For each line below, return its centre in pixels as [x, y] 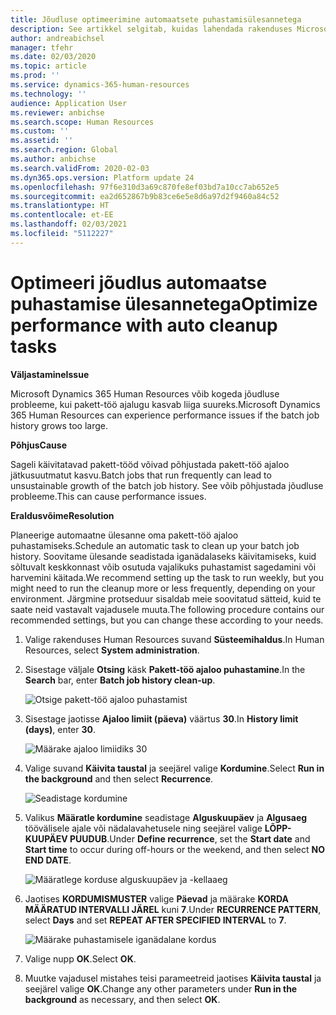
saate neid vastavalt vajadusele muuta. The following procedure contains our [167, 609]
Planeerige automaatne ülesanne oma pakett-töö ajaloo [124, 535]
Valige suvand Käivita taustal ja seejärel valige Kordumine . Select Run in [174, 768]
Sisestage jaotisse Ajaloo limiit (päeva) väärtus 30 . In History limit [161, 718]
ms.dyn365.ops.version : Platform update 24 [102, 177]
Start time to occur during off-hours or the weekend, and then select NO [174, 849]
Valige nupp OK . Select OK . [80, 958]
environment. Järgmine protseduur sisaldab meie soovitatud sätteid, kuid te [166, 598]
